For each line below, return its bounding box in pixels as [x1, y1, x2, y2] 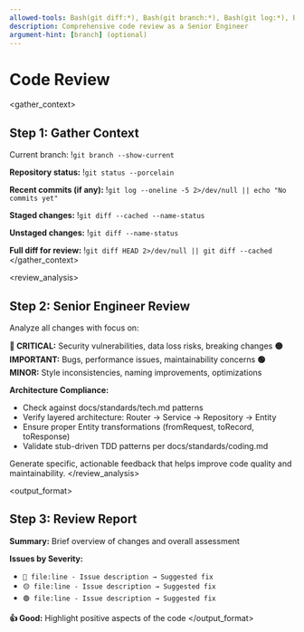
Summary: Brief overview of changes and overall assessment [9, 535, 240, 546]
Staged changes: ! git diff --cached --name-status [9, 210, 205, 221]
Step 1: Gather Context [9, 125, 140, 140]
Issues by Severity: [9, 553, 83, 564]
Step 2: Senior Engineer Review [9, 298, 191, 313]
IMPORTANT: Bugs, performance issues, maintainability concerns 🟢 [9, 354, 266, 365]
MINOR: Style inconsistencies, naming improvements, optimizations [9, 367, 262, 378]
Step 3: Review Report [9, 512, 138, 527]
